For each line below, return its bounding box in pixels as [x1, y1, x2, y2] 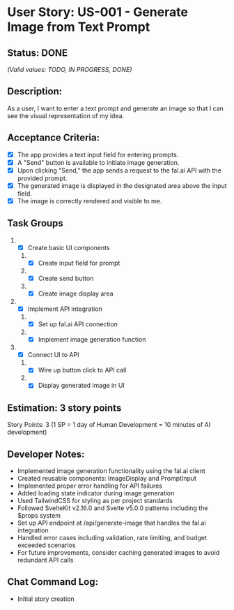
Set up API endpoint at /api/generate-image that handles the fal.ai [17, 518, 207, 527]
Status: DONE [7, 47, 68, 59]
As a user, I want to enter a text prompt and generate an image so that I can [7, 104, 224, 112]
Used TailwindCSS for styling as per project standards [17, 497, 173, 504]
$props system [17, 511, 61, 519]
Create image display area [38, 289, 114, 298]
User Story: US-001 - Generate [7, 4, 188, 20]
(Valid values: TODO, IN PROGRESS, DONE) [7, 66, 132, 73]
